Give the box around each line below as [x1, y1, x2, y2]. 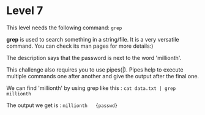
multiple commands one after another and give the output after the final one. [6, 72, 199, 80]
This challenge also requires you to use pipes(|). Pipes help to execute [6, 65, 184, 73]
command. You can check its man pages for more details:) [6, 42, 154, 50]
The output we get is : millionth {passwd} [6, 102, 118, 109]
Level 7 [6, 4, 43, 18]
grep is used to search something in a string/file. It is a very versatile [6, 35, 179, 43]
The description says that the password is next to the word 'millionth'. [6, 54, 182, 61]
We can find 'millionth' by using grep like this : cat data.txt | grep [6, 84, 176, 92]
